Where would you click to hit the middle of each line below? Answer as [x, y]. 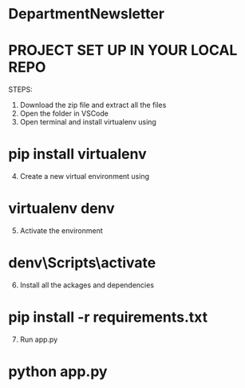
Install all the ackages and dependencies [87, 285]
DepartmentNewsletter [87, 14]
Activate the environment [61, 231]
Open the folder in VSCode [64, 113]
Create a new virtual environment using [85, 176]
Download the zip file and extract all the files [93, 105]
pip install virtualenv [77, 154]
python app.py [58, 372]
